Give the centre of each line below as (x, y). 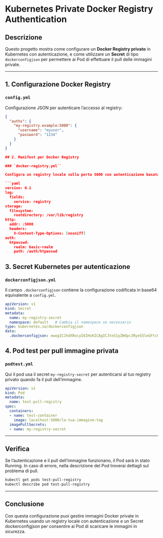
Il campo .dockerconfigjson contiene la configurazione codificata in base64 (81, 290)
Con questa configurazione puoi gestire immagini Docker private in (72, 516)
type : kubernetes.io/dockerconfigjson (44, 327)
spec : (10, 406)
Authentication (36, 19)
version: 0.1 (18, 188)
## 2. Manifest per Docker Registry (42, 157)
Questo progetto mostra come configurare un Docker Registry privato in (78, 49)
